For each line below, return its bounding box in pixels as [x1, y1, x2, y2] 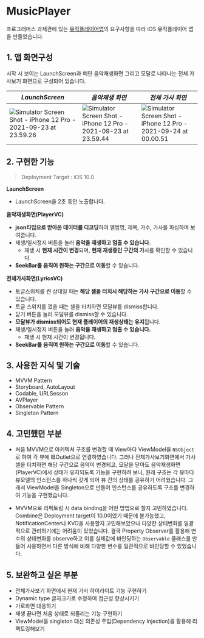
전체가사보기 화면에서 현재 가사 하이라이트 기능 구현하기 [15, 587, 147, 594]
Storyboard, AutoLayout [15, 383, 75, 391]
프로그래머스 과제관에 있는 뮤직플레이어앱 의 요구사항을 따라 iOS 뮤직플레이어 [6, 25, 187, 32]
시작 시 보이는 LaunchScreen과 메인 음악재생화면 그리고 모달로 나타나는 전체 [6, 69, 188, 77]
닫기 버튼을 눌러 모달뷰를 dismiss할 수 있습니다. [15, 310, 129, 317]
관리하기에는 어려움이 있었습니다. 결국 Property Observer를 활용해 [31, 527, 190, 534]
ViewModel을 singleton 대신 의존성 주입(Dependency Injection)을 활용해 [15, 617, 191, 625]
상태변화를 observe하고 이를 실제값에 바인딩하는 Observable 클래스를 [26, 535, 191, 542]
